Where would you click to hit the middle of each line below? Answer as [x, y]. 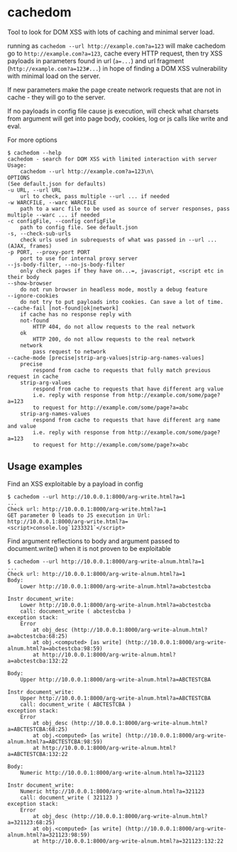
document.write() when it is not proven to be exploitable [89, 548]
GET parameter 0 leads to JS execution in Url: [79, 515]
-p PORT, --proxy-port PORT [49, 252]
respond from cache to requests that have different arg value [128, 389]
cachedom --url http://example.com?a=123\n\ [87, 171]
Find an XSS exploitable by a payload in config [75, 484]
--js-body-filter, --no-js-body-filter [66, 264]
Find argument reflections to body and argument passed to [93, 541]
